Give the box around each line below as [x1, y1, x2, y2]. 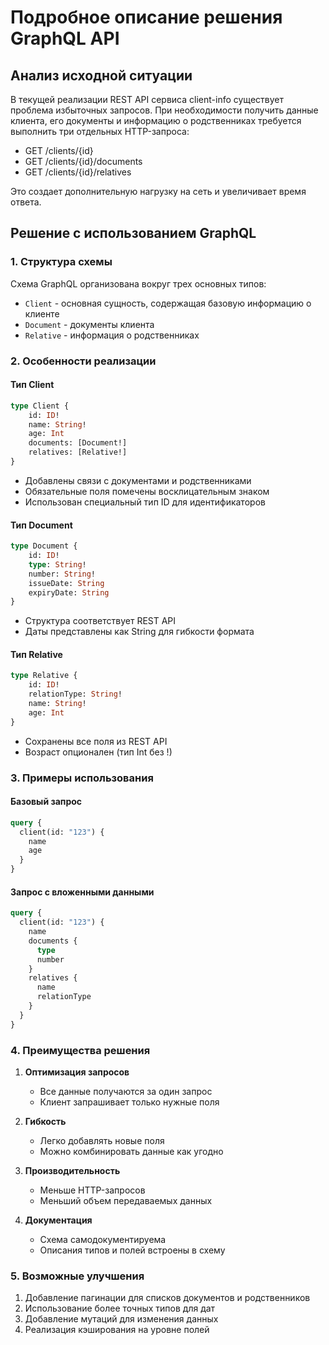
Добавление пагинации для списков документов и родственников [24, 1292, 311, 1304]
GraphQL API [10, 27, 120, 50]
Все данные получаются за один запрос [39, 1085, 213, 1097]
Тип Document [10, 519, 73, 531]
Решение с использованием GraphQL [10, 225, 257, 242]
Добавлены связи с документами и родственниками [24, 474, 252, 486]
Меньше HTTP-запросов [39, 1184, 146, 1196]
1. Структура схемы [10, 255, 113, 269]
